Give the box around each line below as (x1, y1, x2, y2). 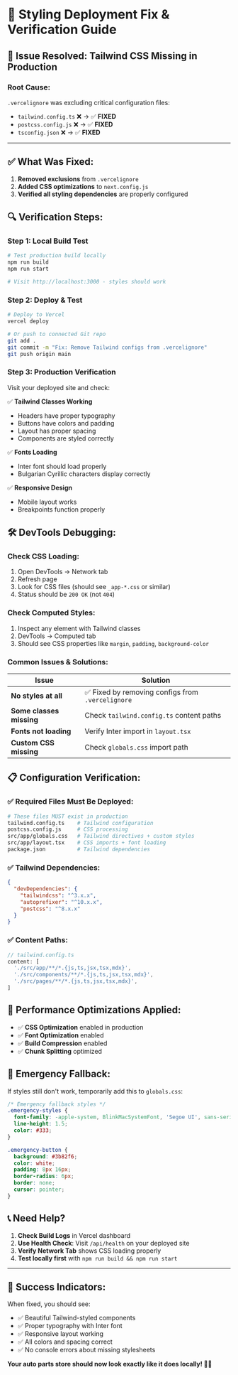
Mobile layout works (17, 497, 77, 506)
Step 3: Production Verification (7, 367, 117, 377)
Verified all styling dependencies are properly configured (17, 190, 188, 198)
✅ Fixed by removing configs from (84, 687, 198, 697)
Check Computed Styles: (7, 608, 96, 618)
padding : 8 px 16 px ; (13, 1166, 72, 1173)
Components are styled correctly (17, 433, 115, 443)
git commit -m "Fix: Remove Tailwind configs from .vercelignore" (7, 344, 208, 351)
